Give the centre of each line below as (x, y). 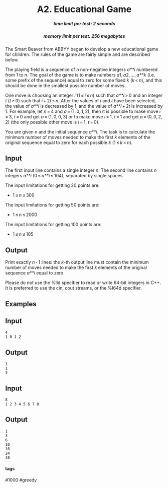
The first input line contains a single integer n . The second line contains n (81, 170)
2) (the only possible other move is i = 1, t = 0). (52, 122)
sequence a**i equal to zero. (35, 273)
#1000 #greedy (21, 480)
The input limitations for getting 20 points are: (52, 185)
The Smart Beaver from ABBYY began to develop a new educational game (82, 49)
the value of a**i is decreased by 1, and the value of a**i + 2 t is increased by (84, 106)
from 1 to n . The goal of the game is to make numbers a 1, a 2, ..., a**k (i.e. (80, 75)
